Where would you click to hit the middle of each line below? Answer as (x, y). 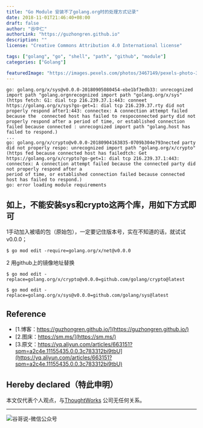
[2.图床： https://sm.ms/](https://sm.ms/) (66, 337)
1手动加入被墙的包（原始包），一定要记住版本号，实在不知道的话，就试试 (96, 232)
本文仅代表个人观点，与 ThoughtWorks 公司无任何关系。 (76, 400)
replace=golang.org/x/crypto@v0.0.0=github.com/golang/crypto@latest (96, 280)
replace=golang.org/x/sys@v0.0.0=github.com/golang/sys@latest (88, 296)
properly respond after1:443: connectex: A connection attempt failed (97, 111)
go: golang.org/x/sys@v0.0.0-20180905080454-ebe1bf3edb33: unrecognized (100, 89)
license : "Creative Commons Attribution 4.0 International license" (94, 46)
